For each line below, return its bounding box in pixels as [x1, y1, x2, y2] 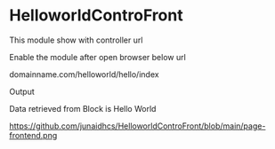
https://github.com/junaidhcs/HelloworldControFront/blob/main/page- [9, 121, 266, 131]
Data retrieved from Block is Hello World [9, 103, 157, 114]
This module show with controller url [9, 35, 143, 45]
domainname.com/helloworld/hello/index [9, 68, 159, 80]
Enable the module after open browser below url [9, 51, 187, 62]
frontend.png [9, 129, 58, 140]
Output [9, 86, 35, 97]
